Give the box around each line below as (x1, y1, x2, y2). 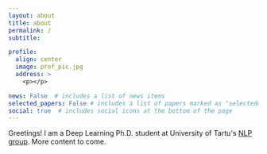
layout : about (8, 11, 56, 20)
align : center (15, 56, 62, 64)
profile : (8, 48, 37, 56)
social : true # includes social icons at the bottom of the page (8, 106, 233, 115)
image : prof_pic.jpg (15, 63, 83, 71)
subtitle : (8, 33, 41, 42)
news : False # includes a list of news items (8, 92, 165, 100)
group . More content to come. (8, 137, 106, 147)
